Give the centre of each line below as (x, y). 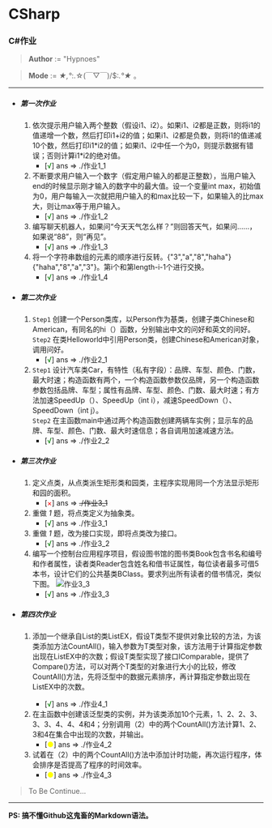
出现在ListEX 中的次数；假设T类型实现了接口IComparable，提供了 (141, 656)
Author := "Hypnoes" (64, 59)
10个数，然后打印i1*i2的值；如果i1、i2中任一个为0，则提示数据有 (139, 146)
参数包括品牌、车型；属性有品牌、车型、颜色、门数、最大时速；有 (142, 391)
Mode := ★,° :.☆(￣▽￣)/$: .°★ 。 (84, 76)
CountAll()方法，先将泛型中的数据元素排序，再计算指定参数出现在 (141, 676)
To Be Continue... (57, 792)
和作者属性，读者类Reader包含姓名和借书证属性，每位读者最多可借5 (145, 564)
